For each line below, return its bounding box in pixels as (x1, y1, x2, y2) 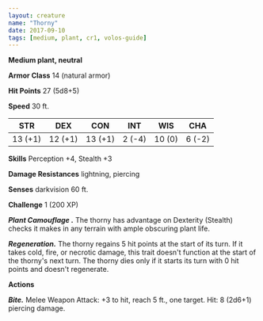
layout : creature (8, 11, 66, 20)
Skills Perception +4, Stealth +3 (8, 154, 112, 163)
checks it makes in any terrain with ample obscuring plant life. (8, 224, 210, 234)
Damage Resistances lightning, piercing (8, 170, 140, 179)
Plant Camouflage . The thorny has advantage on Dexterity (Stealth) (8, 216, 234, 225)
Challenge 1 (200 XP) (8, 200, 79, 210)
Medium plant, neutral (8, 55, 83, 65)
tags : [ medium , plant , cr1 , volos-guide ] (8, 33, 147, 42)
